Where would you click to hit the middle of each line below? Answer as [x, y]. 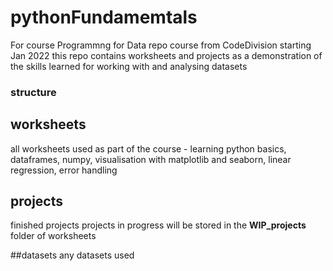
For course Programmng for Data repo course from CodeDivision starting [161, 45]
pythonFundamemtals [104, 17]
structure [33, 92]
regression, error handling [64, 170]
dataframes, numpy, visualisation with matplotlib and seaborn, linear [151, 159]
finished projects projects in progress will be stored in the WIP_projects [158, 225]
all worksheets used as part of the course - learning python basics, [148, 148]
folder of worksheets [53, 236]
